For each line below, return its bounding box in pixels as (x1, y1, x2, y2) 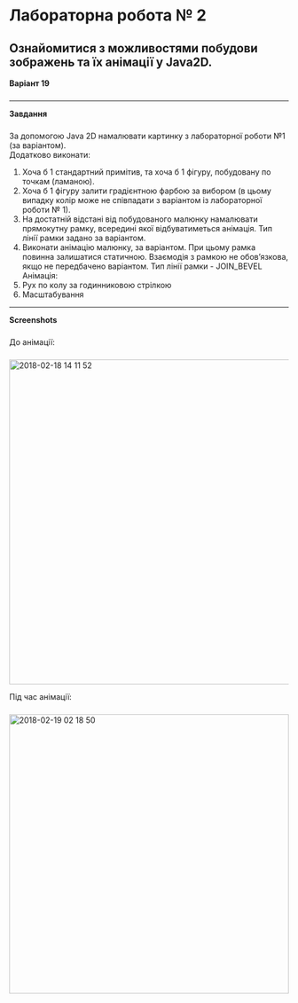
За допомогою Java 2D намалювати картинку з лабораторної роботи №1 (9, 130, 286, 141)
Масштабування (21, 289, 84, 300)
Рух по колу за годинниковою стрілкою (21, 279, 172, 290)
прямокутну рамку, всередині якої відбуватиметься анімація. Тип (21, 223, 273, 233)
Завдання (9, 108, 48, 119)
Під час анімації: (9, 691, 73, 701)
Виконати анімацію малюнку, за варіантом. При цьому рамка (21, 241, 256, 253)
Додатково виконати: (9, 149, 90, 160)
